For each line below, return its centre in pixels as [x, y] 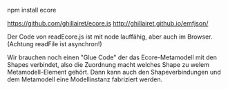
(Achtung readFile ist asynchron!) [55, 44]
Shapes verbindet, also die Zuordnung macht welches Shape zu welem [108, 65]
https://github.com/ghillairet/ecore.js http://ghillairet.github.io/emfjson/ [108, 23]
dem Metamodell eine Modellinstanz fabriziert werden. [85, 79]
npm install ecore [32, 10]
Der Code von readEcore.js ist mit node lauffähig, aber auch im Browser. [110, 37]
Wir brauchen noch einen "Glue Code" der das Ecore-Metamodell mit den [112, 57]
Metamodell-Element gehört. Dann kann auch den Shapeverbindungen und [114, 72]
